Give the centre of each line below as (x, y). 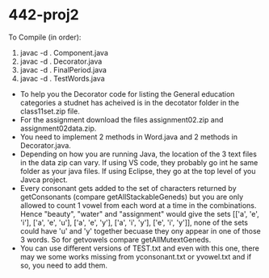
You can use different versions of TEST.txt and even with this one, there (140, 248)
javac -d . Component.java (64, 52)
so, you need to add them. (63, 265)
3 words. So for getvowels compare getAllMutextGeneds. (116, 239)
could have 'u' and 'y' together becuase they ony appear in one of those (140, 230)
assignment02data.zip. (58, 128)
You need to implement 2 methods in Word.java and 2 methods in (129, 137)
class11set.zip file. (50, 111)
